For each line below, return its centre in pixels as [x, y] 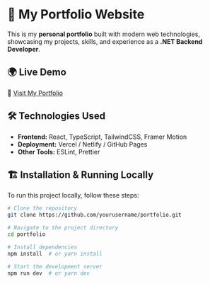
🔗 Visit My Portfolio [35, 93]
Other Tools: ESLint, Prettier [59, 152]
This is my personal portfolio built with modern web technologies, [104, 34]
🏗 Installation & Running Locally [81, 175]
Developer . [24, 49]
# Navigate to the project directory [63, 228]
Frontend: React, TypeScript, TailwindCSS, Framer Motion [102, 137]
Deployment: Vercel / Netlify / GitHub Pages [82, 144]
